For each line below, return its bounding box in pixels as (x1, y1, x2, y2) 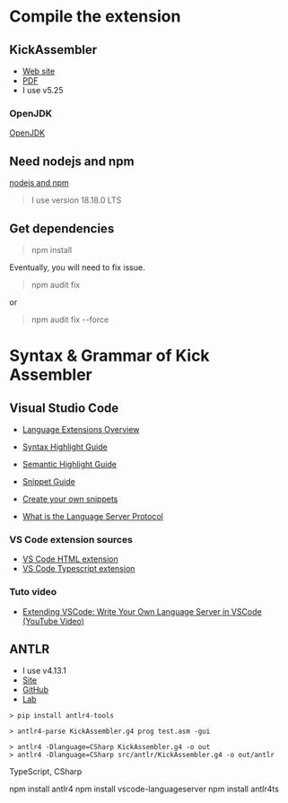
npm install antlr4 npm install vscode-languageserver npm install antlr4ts (9, 783, 280, 795)
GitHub (22, 685, 49, 695)
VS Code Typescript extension (22, 563, 135, 574)
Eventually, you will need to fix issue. (9, 262, 145, 273)
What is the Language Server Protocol (22, 511, 163, 521)
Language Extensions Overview (22, 423, 140, 434)
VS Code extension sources (9, 533, 133, 546)
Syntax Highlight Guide (22, 441, 108, 452)
